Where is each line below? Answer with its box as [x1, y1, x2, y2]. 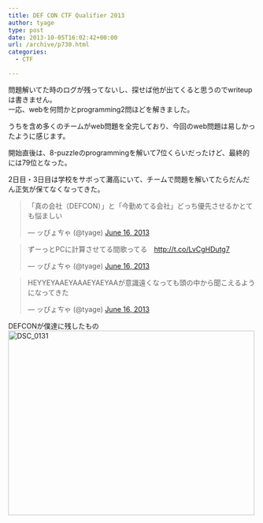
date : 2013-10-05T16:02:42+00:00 [8, 33, 118, 42]
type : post [8, 26, 44, 34]
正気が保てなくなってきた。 [14, 184, 105, 194]
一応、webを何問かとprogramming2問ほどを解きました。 [8, 104, 194, 114]
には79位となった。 [8, 158, 72, 167]
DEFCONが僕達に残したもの [8, 321, 100, 331]
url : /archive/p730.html [8, 41, 90, 49]
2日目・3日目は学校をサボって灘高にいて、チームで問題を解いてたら [8, 174, 230, 184]
